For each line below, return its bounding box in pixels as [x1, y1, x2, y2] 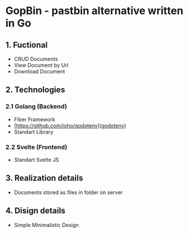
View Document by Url [13, 62, 68, 69]
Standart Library [13, 128, 54, 135]
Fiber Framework [13, 116, 56, 123]
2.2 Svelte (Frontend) [5, 143, 68, 151]
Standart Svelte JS [13, 156, 59, 163]
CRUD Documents [13, 56, 58, 62]
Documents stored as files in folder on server [13, 189, 123, 196]
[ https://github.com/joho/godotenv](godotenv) [13, 122, 126, 129]
